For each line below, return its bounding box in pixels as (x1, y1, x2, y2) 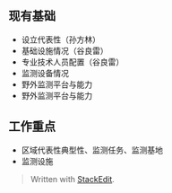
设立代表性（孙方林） (21, 34, 100, 45)
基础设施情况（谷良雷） (21, 45, 108, 56)
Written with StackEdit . (30, 173, 116, 184)
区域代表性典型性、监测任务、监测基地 (21, 145, 163, 155)
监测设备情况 (21, 67, 69, 78)
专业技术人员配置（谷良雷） (21, 57, 125, 67)
